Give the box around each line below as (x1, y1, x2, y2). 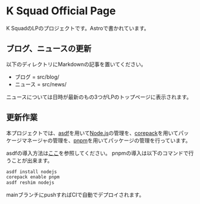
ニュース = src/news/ (14, 80, 67, 87)
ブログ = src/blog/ (14, 73, 60, 80)
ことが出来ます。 (11, 156, 53, 164)
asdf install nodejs (6, 168, 58, 175)
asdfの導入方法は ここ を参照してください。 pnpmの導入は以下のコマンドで (6, 149, 189, 156)
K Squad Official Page (6, 4, 116, 18)
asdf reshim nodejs (6, 180, 55, 186)
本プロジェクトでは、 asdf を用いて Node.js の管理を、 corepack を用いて (6, 129, 179, 136)
